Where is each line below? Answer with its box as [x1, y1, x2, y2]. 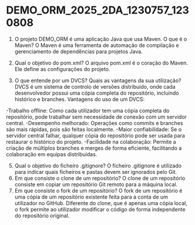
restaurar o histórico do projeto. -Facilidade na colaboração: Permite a [6, 138, 176, 145]
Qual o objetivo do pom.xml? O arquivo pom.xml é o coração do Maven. [14, 59, 189, 66]
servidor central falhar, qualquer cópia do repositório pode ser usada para [6, 132, 185, 139]
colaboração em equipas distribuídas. [6, 150, 97, 157]
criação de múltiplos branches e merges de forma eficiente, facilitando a [6, 145, 182, 152]
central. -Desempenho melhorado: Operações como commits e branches [6, 119, 183, 126]
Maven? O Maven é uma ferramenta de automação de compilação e [14, 42, 179, 49]
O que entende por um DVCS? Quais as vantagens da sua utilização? [14, 77, 181, 84]
